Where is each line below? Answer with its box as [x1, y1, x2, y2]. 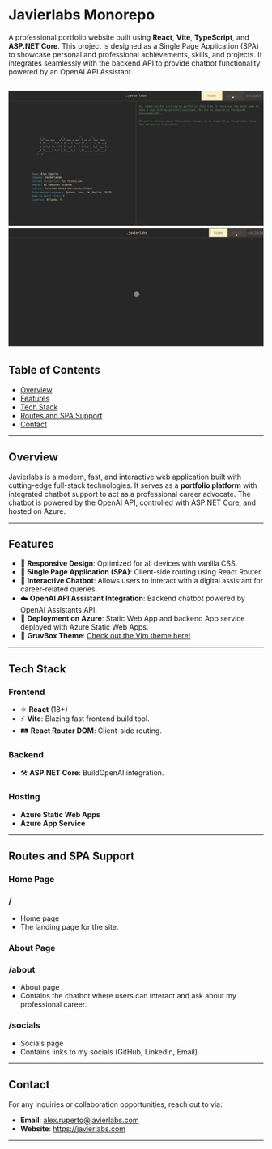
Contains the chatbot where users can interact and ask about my [19, 991, 236, 1001]
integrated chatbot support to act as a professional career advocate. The [8, 489, 251, 498]
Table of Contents [8, 363, 101, 377]
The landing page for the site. [19, 922, 119, 932]
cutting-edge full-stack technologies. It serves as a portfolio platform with [8, 480, 257, 490]
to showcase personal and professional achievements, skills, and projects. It [8, 49, 262, 59]
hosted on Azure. [8, 506, 66, 515]
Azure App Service [19, 818, 86, 828]
